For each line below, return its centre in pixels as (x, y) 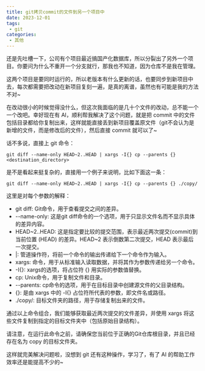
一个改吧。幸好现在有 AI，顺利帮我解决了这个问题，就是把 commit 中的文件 (101, 115)
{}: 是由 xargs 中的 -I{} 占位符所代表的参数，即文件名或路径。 (92, 293)
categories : (21, 35)
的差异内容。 (31, 224)
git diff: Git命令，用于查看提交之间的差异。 (68, 209)
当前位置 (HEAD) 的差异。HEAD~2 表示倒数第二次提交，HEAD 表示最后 (104, 239)
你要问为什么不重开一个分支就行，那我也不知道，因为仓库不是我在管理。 (108, 66)
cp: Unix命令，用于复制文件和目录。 (60, 277)
